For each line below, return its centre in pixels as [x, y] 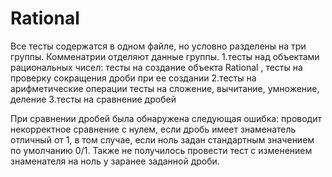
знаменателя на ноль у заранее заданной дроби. [115, 161]
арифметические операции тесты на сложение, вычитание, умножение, [165, 88]
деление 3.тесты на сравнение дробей [93, 99]
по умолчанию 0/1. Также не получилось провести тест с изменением [161, 150]
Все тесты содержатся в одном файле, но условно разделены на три [158, 46]
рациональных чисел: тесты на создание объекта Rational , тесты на [156, 67]
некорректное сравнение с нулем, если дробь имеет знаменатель [153, 129]
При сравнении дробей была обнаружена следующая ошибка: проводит [166, 118]
